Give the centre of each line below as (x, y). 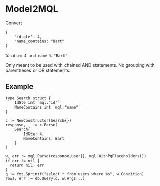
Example (19, 86)
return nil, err (27, 165)
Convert (14, 23)
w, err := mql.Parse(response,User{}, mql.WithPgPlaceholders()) (76, 156)
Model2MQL (32, 9)
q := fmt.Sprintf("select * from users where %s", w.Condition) (75, 174)
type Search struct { (28, 98)
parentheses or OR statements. (38, 70)
